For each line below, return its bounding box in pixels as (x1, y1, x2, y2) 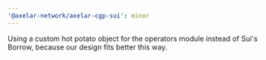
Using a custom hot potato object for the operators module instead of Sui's (7, 34, 258, 43)
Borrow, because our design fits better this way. (7, 42, 168, 52)
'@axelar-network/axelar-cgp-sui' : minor (7, 11, 150, 20)
